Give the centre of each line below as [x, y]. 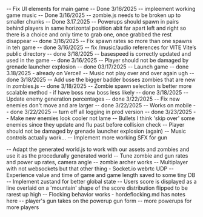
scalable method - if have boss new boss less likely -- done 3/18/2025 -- [98, 92]
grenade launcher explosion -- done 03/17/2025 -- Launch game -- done [98, 67]
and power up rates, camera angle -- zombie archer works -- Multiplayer [97, 162]
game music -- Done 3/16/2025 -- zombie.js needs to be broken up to [94, 15]
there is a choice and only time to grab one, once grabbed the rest [89, 35]
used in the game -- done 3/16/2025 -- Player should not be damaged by [98, 60]
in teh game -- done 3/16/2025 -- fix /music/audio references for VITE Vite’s [101, 47]
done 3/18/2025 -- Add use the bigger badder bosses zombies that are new [101, 79]
